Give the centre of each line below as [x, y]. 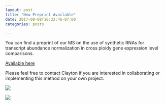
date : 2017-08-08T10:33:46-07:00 [41, 19]
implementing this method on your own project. [55, 78]
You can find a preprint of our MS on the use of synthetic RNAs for [75, 43]
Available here [20, 63]
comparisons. [20, 54]
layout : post [19, 10]
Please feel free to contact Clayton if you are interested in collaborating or [82, 73]
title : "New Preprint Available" [41, 15]
